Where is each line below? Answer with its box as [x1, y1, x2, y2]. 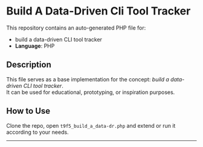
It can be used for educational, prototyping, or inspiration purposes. [6, 89, 175, 96]
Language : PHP [14, 42, 55, 49]
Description [6, 60, 51, 70]
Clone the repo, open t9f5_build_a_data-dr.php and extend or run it [6, 122, 176, 129]
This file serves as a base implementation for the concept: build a [6, 75, 169, 83]
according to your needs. [6, 128, 69, 136]
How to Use [6, 106, 51, 116]
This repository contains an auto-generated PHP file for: [6, 24, 146, 31]
